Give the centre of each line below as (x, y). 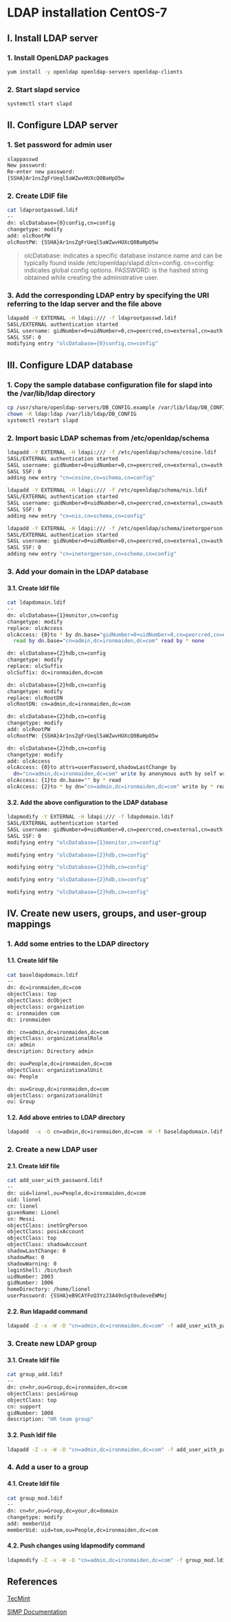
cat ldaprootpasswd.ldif (43, 210)
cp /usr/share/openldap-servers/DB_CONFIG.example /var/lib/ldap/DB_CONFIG (118, 408)
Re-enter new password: (41, 172)
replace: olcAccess (35, 628)
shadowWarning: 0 (32, 1264)
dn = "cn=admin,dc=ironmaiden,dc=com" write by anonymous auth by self (115, 774)
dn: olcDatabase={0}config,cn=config (61, 223)
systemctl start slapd (40, 104)
